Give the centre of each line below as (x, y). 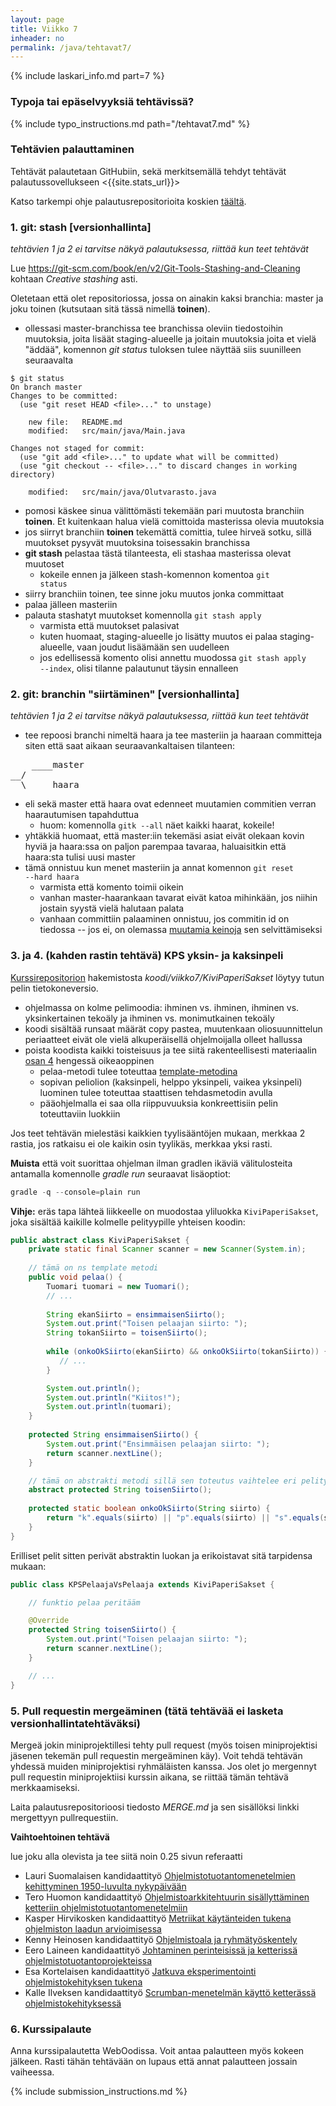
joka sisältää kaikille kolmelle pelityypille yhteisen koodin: (128, 1222)
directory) (33, 475)
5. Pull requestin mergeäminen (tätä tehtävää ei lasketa (147, 1711)
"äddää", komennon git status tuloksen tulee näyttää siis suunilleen (163, 350)
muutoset (44, 564)
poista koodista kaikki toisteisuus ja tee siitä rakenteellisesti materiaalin (171, 1050)
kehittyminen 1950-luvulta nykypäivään (105, 1886)
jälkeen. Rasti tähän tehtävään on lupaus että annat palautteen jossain (154, 2062)
